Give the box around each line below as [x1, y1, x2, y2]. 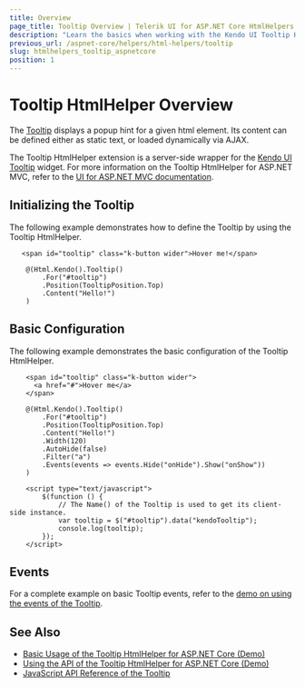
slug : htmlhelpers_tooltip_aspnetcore [9, 47, 156, 56]
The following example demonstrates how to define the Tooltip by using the [9, 222, 292, 233]
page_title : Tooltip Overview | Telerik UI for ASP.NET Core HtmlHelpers [9, 22, 295, 31]
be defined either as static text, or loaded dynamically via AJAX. [9, 134, 250, 145]
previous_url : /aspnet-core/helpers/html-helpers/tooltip [9, 38, 233, 48]
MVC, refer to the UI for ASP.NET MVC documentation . [9, 171, 214, 182]
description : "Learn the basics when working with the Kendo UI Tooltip [9, 30, 290, 39]
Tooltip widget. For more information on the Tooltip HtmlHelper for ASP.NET [9, 161, 293, 173]
